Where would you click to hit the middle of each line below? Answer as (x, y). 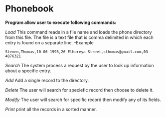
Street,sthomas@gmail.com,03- (119, 52)
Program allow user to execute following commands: (61, 22)
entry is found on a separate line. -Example (49, 42)
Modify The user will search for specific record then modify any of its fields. (83, 100)
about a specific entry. (28, 71)
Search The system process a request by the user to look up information (80, 65)
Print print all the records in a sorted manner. (51, 109)
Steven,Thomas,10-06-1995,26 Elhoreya (45, 52)
